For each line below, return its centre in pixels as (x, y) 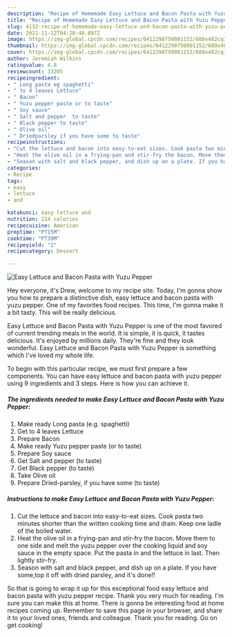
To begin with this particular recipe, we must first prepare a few (97, 369)
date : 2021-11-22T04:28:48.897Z (54, 33)
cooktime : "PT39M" (33, 238)
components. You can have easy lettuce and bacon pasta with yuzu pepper (115, 376)
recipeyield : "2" (32, 245)
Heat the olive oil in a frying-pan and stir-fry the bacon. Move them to (116, 538)
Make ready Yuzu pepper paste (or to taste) (79, 446)
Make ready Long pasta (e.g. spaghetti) (73, 424)
